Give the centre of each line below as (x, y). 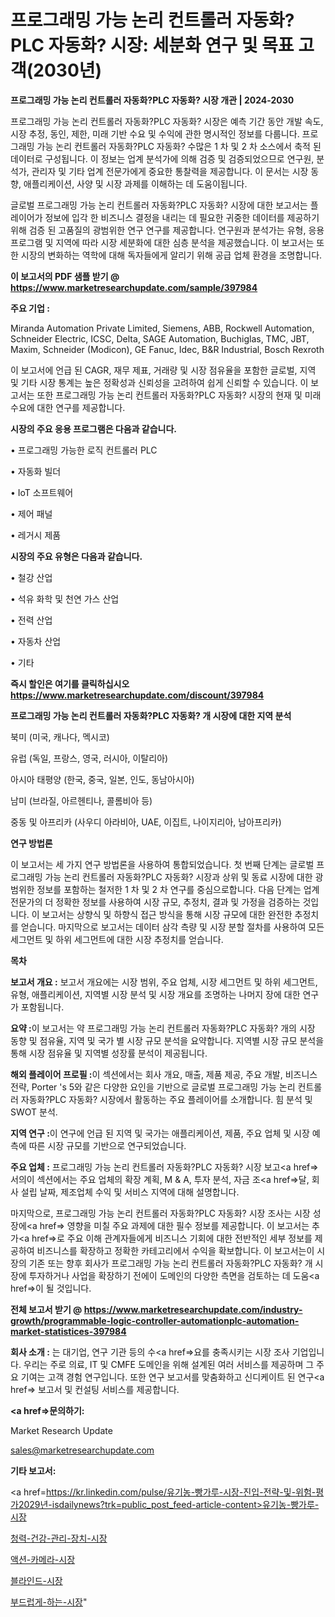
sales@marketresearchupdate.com (82, 1450)
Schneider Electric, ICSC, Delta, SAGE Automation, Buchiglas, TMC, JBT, (160, 338)
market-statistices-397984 (68, 1331)
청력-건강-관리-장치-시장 (59, 1538)
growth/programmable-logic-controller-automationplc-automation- (155, 1320)
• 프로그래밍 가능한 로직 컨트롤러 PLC (84, 450)
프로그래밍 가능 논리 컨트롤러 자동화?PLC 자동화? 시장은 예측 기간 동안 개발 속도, (167, 121)
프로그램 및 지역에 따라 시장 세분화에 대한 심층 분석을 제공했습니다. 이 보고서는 (162, 242)
